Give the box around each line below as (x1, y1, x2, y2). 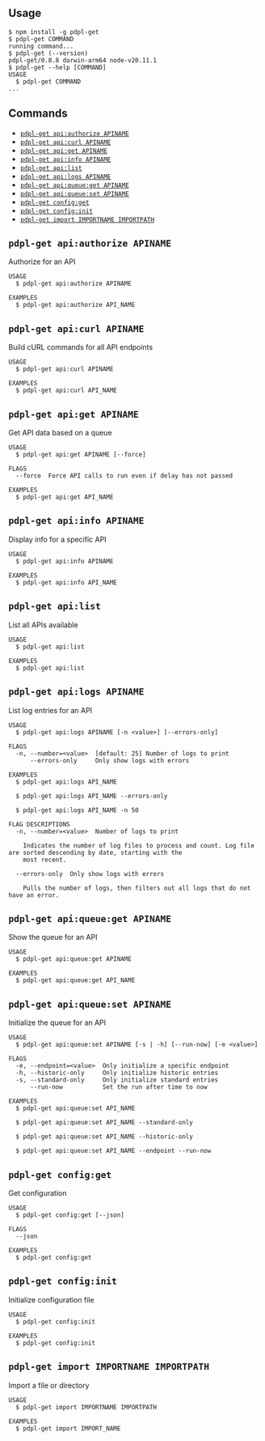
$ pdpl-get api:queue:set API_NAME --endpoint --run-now (15, 1147, 212, 1155)
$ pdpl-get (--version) (8, 49, 89, 57)
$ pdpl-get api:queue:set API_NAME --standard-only (15, 1119, 194, 1127)
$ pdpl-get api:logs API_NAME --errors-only (15, 792, 168, 800)
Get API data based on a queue (8, 428, 112, 438)
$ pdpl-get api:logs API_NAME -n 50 (15, 806, 139, 814)
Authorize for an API (8, 257, 76, 266)
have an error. (8, 891, 60, 899)
